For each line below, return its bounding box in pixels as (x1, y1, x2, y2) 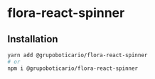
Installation (7, 33, 58, 45)
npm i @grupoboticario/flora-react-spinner (7, 65, 139, 72)
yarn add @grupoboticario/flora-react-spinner (7, 51, 148, 59)
